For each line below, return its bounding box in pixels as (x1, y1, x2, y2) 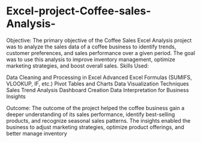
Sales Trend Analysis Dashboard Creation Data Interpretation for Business (6, 86, 189, 93)
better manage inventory (6, 130, 67, 137)
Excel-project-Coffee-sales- (6, 4, 151, 18)
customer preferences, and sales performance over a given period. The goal (6, 49, 196, 56)
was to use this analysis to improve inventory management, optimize (6, 56, 176, 63)
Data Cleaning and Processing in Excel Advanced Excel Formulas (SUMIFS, (6, 74, 192, 81)
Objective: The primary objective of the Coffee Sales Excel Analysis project (6, 36, 192, 44)
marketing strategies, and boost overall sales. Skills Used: (6, 62, 149, 69)
